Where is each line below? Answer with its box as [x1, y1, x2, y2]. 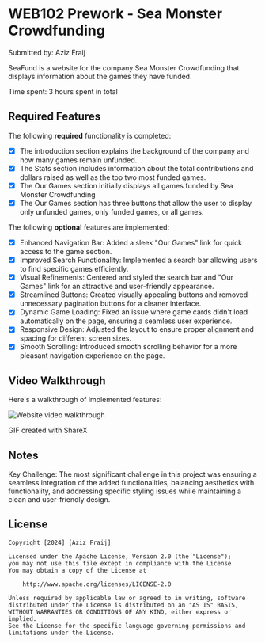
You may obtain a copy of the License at [8, 566, 147, 574]
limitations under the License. [8, 629, 115, 637]
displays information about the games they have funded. [8, 71, 192, 81]
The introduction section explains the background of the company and [19, 146, 249, 155]
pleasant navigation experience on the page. [19, 351, 165, 360]
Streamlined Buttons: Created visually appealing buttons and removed [19, 290, 248, 299]
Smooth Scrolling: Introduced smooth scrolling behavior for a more [19, 342, 237, 352]
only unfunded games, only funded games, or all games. [19, 207, 204, 216]
